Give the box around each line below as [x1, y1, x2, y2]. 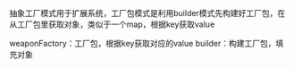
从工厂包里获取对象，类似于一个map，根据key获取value [9, 19, 215, 30]
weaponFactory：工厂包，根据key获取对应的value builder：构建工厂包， [9, 38, 276, 48]
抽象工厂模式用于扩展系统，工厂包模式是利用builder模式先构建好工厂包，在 [9, 8, 286, 18]
